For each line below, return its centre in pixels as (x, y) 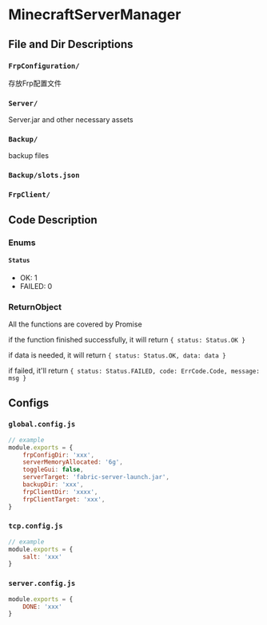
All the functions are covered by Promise (75, 324)
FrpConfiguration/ (44, 66)
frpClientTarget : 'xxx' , (64, 499)
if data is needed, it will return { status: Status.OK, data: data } (117, 355)
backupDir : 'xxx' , (53, 485)
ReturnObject (35, 307)
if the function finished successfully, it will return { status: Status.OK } (127, 340)
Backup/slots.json (44, 176)
